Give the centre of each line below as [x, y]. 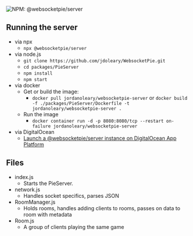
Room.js [24, 221]
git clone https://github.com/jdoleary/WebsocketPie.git [94, 61]
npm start [35, 79]
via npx [23, 42]
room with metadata [48, 214]
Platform [33, 144]
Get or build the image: [51, 92]
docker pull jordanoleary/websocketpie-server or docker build [110, 97]
